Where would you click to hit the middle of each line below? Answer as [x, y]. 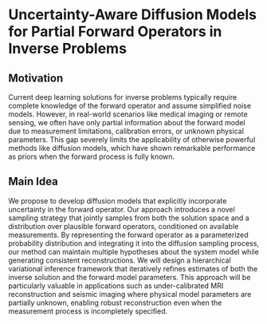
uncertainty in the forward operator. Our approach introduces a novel [122, 209]
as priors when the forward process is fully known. [92, 156]
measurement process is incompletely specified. [88, 311]
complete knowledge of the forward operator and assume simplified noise [130, 106]
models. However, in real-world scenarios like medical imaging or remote [128, 114]
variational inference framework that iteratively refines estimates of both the [133, 268]
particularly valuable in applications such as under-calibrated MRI [116, 286]
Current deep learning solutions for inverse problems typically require [123, 97]
